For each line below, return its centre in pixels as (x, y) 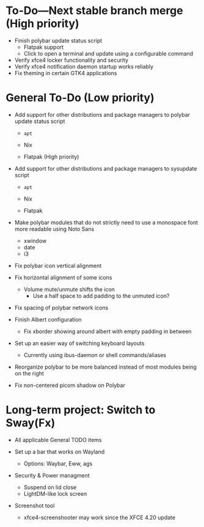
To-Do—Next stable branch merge (95, 11)
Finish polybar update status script (58, 40)
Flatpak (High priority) (51, 157)
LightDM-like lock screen (55, 493)
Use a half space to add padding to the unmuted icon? (101, 296)
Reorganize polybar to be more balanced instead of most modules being (105, 367)
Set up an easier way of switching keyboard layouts (79, 343)
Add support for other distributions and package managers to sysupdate (106, 168)
